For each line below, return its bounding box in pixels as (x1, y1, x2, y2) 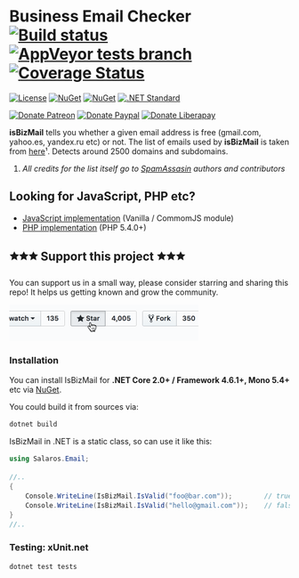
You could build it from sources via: (9, 401, 140, 411)
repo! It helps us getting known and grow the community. (9, 287, 219, 297)
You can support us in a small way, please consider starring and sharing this (9, 277, 289, 288)
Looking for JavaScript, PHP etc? (9, 189, 196, 204)
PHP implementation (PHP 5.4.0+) (21, 222, 147, 232)
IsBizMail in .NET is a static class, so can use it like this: (9, 436, 213, 446)
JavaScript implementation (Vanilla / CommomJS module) (21, 212, 234, 224)
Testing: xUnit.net (9, 541, 89, 553)
